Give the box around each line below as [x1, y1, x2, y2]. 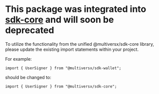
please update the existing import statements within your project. [5, 46, 139, 52]
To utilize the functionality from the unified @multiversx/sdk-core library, [5, 41, 155, 47]
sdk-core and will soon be [5, 14, 114, 25]
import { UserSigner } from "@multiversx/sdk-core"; [5, 84, 117, 89]
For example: [5, 56, 32, 62]
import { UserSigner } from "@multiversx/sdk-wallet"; [5, 66, 122, 71]
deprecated [5, 25, 54, 36]
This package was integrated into [5, 3, 147, 15]
